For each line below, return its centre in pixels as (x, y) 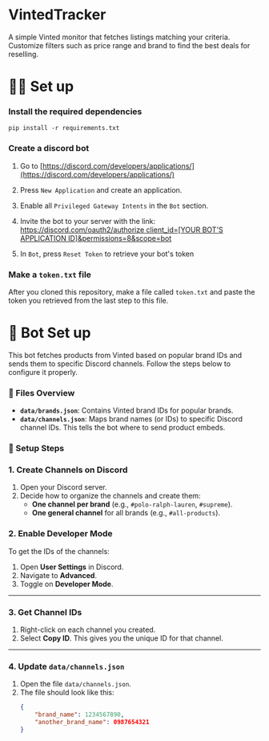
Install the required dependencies (75, 112)
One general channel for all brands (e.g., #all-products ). (126, 513)
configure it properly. (43, 372)
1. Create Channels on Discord (68, 470)
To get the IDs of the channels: (59, 551)
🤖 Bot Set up (50, 333)
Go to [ (31, 165)
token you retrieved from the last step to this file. (88, 301)
